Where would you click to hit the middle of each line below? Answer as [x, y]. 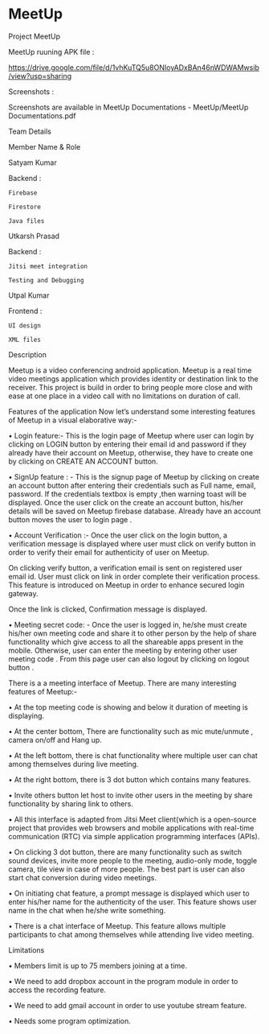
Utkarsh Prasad [34, 236]
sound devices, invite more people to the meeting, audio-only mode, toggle [133, 860]
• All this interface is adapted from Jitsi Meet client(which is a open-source [132, 819]
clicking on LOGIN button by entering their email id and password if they [128, 444]
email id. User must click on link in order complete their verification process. [134, 576]
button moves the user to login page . [70, 519]
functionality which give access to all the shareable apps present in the [126, 641]
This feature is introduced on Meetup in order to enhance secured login [126, 585]
